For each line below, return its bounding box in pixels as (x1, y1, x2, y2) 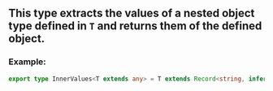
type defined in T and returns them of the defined (8, 19, 262, 33)
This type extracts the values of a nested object (8, 6, 255, 20)
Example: (8, 56, 46, 67)
